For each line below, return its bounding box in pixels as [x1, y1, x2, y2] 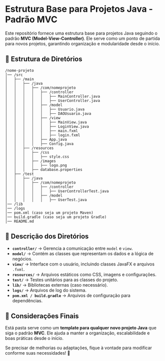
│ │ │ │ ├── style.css [5, 154, 69, 159]
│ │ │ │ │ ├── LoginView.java [5, 124, 90, 129]
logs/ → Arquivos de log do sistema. [12, 287, 87, 293]
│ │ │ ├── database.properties [5, 167, 83, 172]
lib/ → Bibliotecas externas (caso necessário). [12, 282, 108, 288]
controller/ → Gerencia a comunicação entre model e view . [12, 245, 133, 251]
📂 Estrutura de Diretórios [5, 55, 83, 64]
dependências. [12, 297, 43, 303]
